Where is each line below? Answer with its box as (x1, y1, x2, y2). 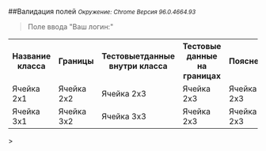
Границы (58, 55, 94, 66)
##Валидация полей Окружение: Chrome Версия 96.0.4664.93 (8, 7, 196, 16)
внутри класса (108, 61, 168, 71)
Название (12, 51, 51, 62)
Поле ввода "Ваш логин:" (27, 22, 114, 31)
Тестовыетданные (101, 51, 176, 62)
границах (183, 70, 222, 81)
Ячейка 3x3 (101, 111, 146, 122)
